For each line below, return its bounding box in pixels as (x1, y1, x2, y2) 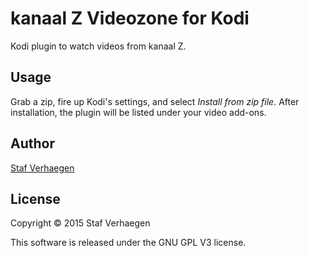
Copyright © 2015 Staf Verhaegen (10, 217, 151, 229)
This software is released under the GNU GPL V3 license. (10, 237, 247, 249)
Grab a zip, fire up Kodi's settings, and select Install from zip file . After (10, 95, 300, 107)
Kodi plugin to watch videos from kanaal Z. (10, 40, 187, 52)
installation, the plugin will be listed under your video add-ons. (10, 106, 267, 118)
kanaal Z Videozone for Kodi (10, 7, 250, 30)
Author (10, 135, 55, 152)
